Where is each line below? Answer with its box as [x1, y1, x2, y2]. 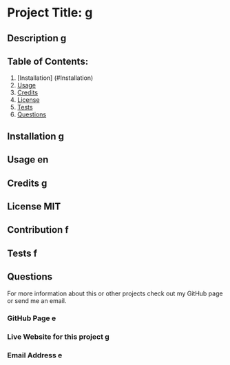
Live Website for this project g [7, 332, 110, 342]
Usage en [7, 154, 49, 166]
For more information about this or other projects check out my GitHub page [7, 289, 223, 298]
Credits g [7, 177, 48, 189]
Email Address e [7, 351, 63, 360]
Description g [7, 32, 67, 44]
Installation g [7, 130, 64, 142]
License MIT [7, 200, 61, 212]
